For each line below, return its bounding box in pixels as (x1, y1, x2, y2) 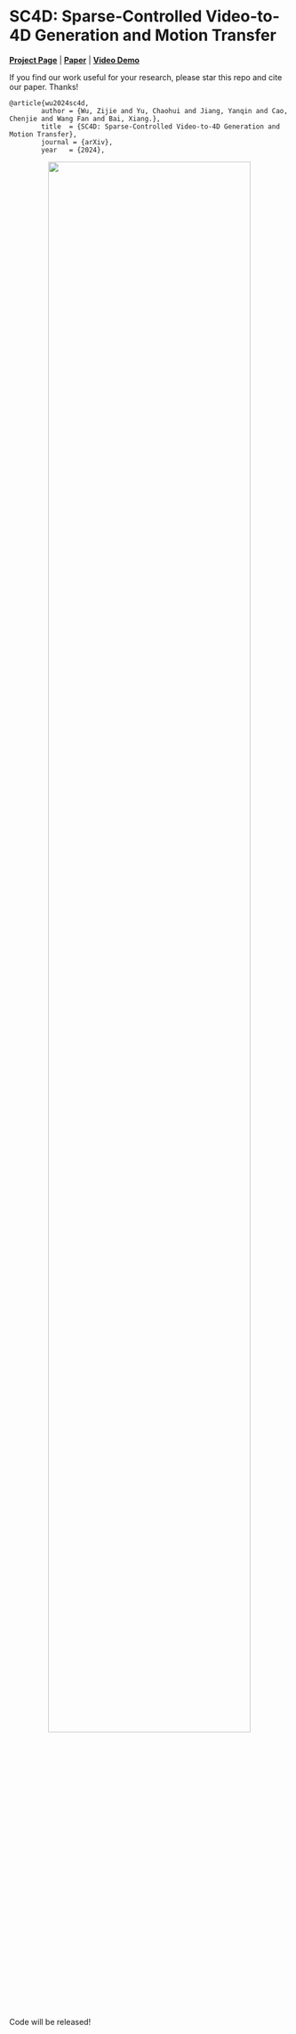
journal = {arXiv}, (41, 137, 114, 146)
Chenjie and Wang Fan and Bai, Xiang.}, (9, 114, 162, 123)
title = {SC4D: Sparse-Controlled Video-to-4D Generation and (41, 122, 280, 131)
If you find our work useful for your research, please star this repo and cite (9, 71, 283, 82)
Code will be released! (9, 2016, 92, 2027)
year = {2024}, (41, 145, 105, 154)
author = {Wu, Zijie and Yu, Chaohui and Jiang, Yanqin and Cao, (41, 106, 289, 115)
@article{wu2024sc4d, (9, 98, 90, 108)
